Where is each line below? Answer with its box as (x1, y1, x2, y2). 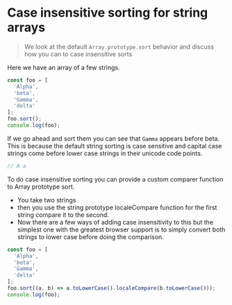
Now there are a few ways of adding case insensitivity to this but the (17, 218, 214, 226)
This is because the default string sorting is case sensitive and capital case (7, 141, 222, 150)
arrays (7, 19, 46, 35)
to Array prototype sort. (7, 182, 75, 191)
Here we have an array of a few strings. (7, 63, 120, 71)
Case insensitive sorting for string (7, 5, 208, 21)
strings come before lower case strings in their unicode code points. (7, 149, 203, 157)
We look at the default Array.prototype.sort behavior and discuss (24, 42, 214, 51)
